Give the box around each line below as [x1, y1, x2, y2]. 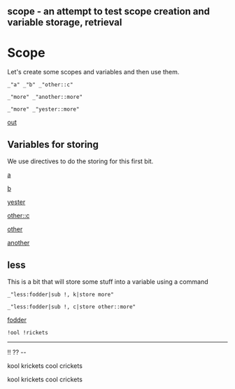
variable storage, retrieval [7, 17, 122, 29]
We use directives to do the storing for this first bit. [7, 157, 154, 165]
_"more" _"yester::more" [7, 106, 80, 113]
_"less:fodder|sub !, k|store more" [7, 291, 114, 298]
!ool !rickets [7, 329, 49, 336]
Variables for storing [7, 138, 99, 150]
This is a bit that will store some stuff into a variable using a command [7, 277, 208, 286]
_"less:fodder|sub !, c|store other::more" [7, 303, 136, 310]
